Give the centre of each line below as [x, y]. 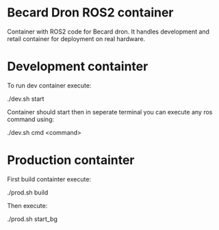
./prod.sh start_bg [33, 219]
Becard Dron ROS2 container [90, 13]
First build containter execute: [49, 179]
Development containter [78, 67]
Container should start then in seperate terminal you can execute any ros [110, 112]
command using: [31, 119]
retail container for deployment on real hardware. [76, 38]
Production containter [71, 161]
